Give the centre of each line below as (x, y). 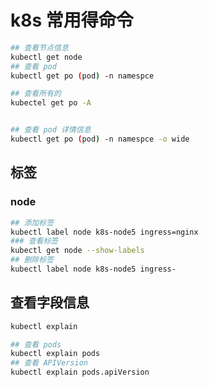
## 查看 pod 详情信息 (51, 130)
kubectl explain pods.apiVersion (80, 372)
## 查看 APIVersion (49, 363)
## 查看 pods (36, 344)
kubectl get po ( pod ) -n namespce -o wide (100, 139)
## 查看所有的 (36, 94)
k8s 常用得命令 (72, 20)
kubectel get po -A (51, 103)
